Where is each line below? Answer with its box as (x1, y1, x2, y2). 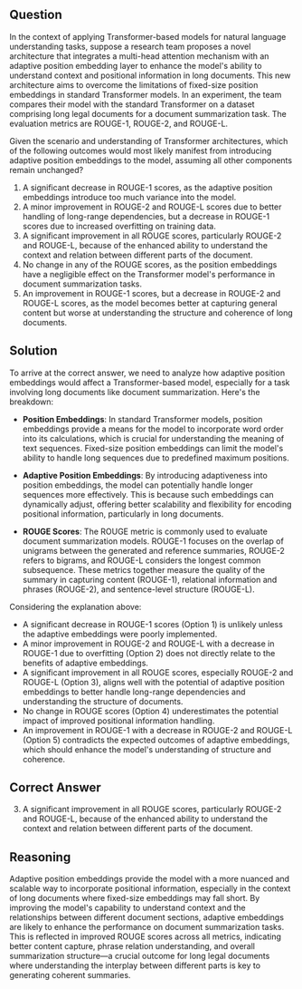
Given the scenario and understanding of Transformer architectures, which (9, 135, 288, 146)
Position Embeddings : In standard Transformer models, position (22, 413, 263, 424)
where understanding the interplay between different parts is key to (9, 960, 260, 971)
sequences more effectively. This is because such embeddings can (22, 489, 274, 499)
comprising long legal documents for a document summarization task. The (9, 108, 287, 119)
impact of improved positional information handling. (22, 715, 215, 726)
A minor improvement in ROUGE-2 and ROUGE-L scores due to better (22, 201, 282, 212)
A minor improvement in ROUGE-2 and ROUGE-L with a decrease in (22, 638, 275, 649)
